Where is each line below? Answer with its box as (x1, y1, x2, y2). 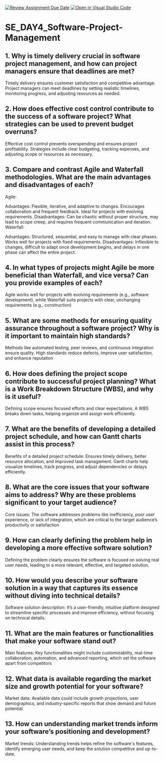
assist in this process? (5, 440, 75, 448)
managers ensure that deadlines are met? (5, 67, 135, 76)
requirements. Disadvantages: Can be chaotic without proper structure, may (5, 213, 159, 219)
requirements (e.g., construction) (5, 302, 72, 308)
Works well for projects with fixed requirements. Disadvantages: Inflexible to (5, 238, 159, 245)
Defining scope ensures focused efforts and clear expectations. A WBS (5, 405, 149, 412)
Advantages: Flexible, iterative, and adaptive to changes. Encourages (5, 203, 145, 209)
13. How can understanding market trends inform (5, 720, 158, 728)
